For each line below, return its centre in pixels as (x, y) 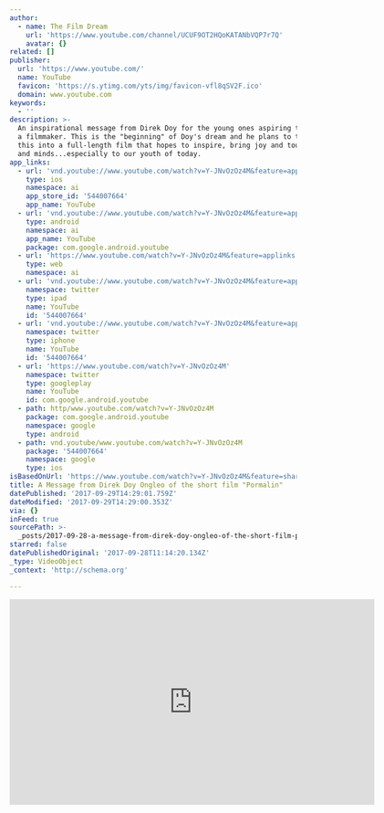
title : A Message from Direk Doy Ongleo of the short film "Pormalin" (146, 485)
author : (24, 18)
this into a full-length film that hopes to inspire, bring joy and (150, 145)
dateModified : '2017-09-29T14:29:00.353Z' (91, 502)
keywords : (28, 103)
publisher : (30, 60)
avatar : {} (47, 43)
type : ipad (47, 298)
